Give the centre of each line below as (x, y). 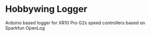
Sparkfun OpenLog (25, 28)
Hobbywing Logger (46, 9)
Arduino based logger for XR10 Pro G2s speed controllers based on (75, 23)
